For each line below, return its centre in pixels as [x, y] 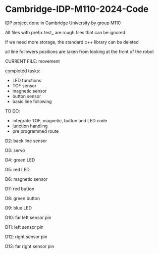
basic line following [32, 101]
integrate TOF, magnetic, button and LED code [60, 120]
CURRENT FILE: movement [33, 61]
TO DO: [13, 111]
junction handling [30, 126]
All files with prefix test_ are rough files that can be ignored [65, 32]
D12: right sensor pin [26, 237]
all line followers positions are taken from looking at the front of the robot [79, 51]
